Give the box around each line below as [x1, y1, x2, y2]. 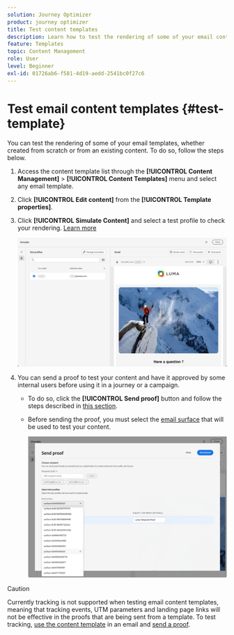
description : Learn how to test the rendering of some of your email [7, 33, 214, 40]
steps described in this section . [27, 401, 118, 410]
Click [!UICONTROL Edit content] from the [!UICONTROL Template [17, 195, 212, 203]
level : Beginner [7, 63, 54, 70]
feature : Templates [7, 40, 64, 48]
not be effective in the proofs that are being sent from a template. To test [7, 613, 216, 621]
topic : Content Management [7, 48, 86, 55]
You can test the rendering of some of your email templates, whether [7, 139, 205, 147]
